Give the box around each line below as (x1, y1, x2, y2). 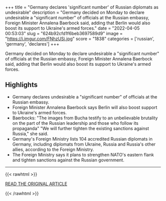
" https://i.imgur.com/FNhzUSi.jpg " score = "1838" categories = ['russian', (5, 36, 155, 42)
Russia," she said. (12, 131, 48, 137)
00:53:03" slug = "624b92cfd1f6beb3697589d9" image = (5, 31, 123, 36)
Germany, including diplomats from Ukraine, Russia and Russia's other (12, 141, 156, 147)
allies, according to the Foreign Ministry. (12, 146, 94, 152)
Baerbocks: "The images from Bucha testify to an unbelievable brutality (12, 115, 158, 121)
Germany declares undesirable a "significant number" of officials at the (12, 94, 158, 100)
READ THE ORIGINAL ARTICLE (5, 181, 68, 187)
